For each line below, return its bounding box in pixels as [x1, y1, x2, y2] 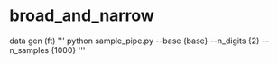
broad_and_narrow [9, 5, 155, 26]
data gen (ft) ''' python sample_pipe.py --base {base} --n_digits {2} [9, 35, 260, 46]
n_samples [9, 44, 50, 55]
